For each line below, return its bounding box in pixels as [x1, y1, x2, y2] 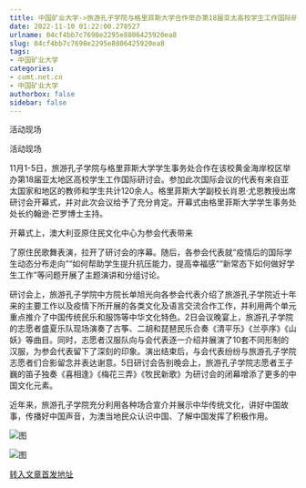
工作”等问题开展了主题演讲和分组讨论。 [16, 269, 166, 280]
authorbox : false [9, 89, 76, 98]
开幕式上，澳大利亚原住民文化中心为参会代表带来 [9, 228, 193, 239]
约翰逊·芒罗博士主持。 [25, 208, 108, 219]
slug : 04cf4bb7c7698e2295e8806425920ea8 [9, 38, 166, 48]
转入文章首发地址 [9, 469, 74, 480]
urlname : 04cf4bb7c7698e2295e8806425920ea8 [9, 30, 178, 39]
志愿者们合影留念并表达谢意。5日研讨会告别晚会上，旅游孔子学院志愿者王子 [9, 357, 294, 369]
